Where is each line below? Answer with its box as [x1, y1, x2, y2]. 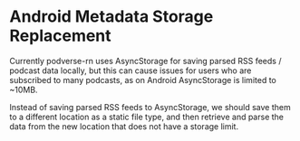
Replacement [9, 25, 111, 46]
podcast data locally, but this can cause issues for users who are [9, 65, 252, 76]
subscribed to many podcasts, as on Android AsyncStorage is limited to [9, 74, 276, 85]
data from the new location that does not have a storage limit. [9, 120, 238, 132]
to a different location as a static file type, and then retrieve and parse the [9, 111, 284, 122]
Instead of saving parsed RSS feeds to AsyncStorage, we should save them [9, 101, 292, 112]
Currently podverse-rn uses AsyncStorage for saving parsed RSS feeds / [9, 55, 282, 66]
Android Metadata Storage [9, 6, 214, 27]
